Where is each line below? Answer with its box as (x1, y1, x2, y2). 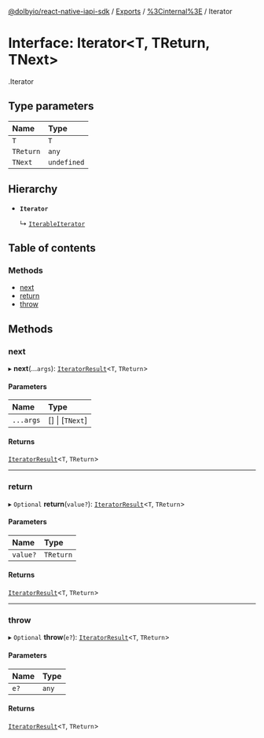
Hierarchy (8, 182, 58, 196)
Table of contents (8, 241, 96, 255)
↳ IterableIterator (19, 218, 86, 228)
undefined (48, 157, 85, 167)
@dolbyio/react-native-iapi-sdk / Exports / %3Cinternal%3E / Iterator (8, 7, 233, 16)
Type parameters (8, 100, 94, 113)
